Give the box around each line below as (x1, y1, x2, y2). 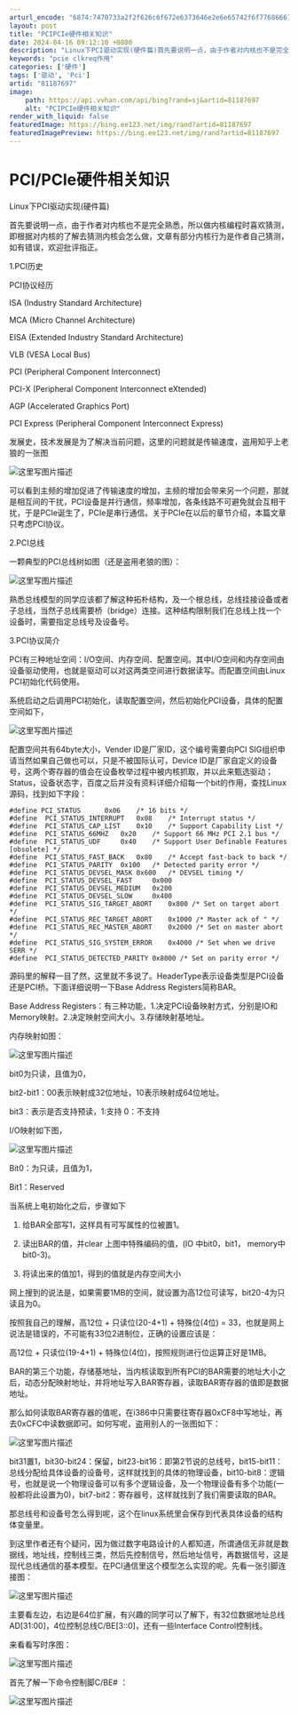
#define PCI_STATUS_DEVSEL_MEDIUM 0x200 (9, 883, 173, 893)
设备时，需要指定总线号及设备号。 (9, 616, 134, 626)
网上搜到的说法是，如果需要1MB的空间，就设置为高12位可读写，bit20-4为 (9, 1287, 278, 1297)
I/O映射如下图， (9, 1125, 67, 1136)
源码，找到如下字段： (9, 788, 87, 799)
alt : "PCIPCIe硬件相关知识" (25, 104, 122, 113)
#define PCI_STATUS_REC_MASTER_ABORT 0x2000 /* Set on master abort (9, 922, 284, 931)
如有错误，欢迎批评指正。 (9, 242, 103, 252)
